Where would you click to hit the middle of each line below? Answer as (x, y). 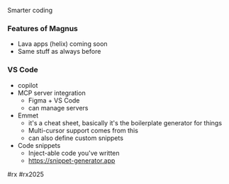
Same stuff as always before (59, 52)
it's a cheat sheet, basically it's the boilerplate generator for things (125, 122)
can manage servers (58, 108)
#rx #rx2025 (26, 174)
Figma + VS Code (54, 100)
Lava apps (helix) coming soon (62, 44)
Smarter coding (30, 10)
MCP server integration (52, 93)
